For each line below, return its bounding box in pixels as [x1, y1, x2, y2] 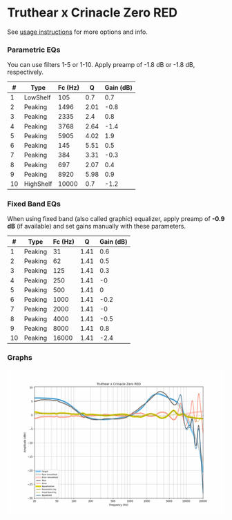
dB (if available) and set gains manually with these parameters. [7, 222, 186, 231]
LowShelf [23, 93, 51, 102]
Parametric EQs [7, 45, 61, 55]
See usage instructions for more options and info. [7, 28, 148, 36]
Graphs [7, 353, 32, 363]
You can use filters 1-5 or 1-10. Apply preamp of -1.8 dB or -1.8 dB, [7, 61, 195, 69]
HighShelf [23, 180, 52, 188]
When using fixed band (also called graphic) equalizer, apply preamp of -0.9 [7, 215, 225, 223]
